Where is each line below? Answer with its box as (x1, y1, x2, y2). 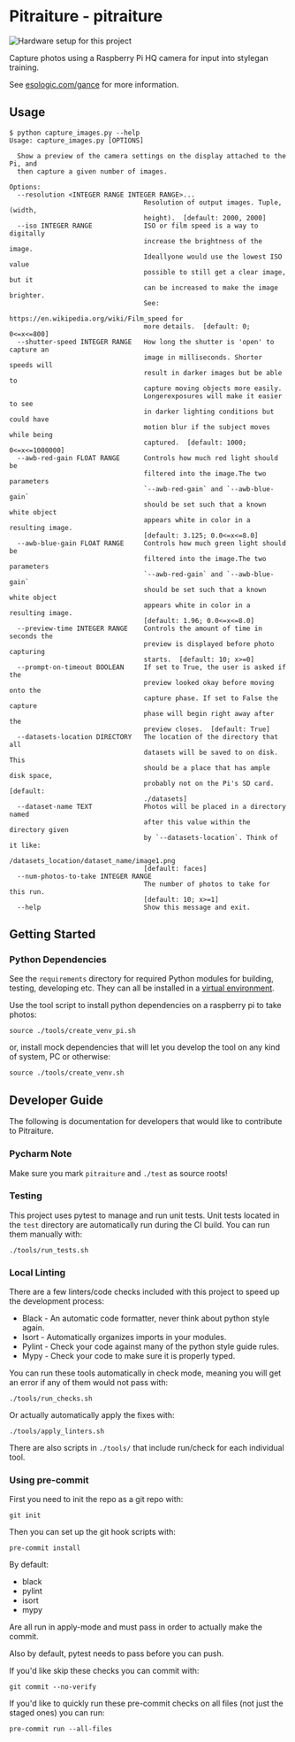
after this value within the (143, 817, 251, 827)
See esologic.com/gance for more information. (9, 79, 179, 89)
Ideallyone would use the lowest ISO (143, 252, 283, 261)
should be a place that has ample (143, 763, 271, 772)
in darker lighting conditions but (143, 407, 275, 416)
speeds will (9, 360, 53, 369)
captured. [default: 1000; (143, 438, 247, 447)
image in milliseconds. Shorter (143, 352, 263, 362)
